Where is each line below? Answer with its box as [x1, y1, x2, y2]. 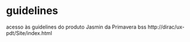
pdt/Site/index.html [6, 29, 53, 36]
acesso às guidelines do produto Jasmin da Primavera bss [6, 23, 147, 30]
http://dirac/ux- [147, 23, 185, 30]
